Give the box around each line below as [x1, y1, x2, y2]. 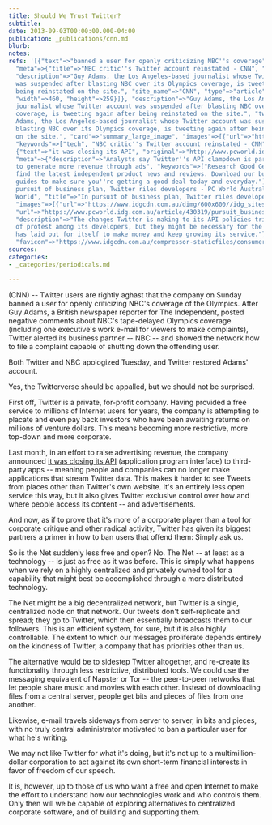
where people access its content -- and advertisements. [8, 499, 196, 509]
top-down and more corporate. [8, 431, 112, 442]
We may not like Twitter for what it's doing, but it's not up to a [8, 748, 214, 758]
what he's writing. [8, 733, 68, 742]
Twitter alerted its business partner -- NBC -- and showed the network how [8, 333, 261, 343]
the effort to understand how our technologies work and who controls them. [8, 789, 261, 799]
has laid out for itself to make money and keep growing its [15, 230, 227, 239]
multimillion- [215, 748, 257, 758]
